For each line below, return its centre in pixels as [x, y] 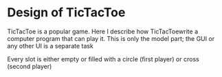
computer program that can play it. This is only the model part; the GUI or [111, 38]
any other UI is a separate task [51, 46]
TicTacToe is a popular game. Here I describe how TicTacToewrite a [103, 31]
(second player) [30, 66]
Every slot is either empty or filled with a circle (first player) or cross [103, 59]
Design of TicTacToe [66, 13]
